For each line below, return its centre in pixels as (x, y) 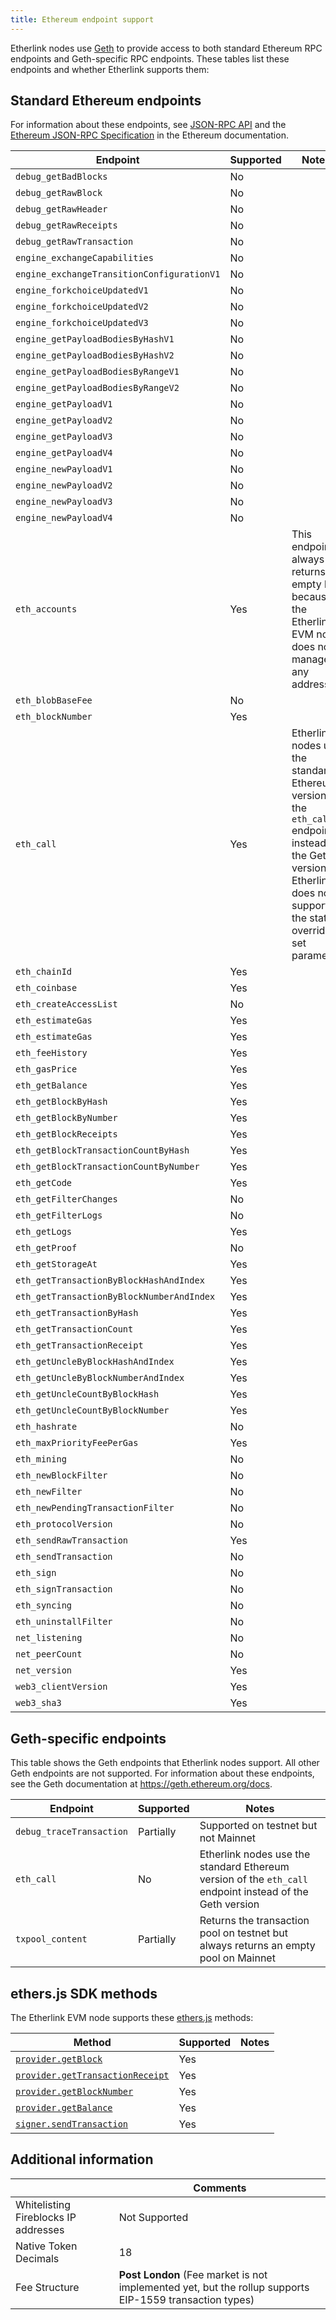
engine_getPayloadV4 (64, 453)
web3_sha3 (38, 1703)
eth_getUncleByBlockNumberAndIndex (100, 1378)
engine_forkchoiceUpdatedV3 (82, 323)
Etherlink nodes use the (255, 1854)
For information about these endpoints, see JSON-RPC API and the (148, 125)
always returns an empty (257, 1946)
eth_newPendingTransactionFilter (95, 1508)
